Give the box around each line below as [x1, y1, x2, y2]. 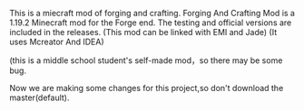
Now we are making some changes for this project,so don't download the [9, 83, 284, 93]
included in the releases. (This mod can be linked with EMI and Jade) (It [9, 27, 278, 37]
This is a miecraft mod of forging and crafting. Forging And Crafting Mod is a [9, 8, 295, 18]
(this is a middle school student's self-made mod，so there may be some [9, 55, 283, 66]
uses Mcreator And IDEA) [9, 36, 104, 47]
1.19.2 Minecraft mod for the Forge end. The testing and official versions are [9, 17, 292, 28]
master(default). [9, 92, 70, 103]
